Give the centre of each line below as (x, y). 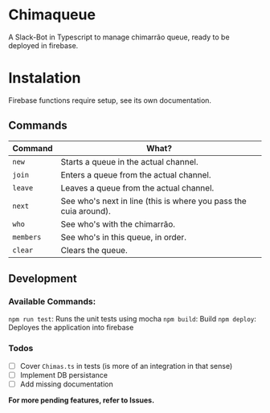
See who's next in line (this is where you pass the (153, 201)
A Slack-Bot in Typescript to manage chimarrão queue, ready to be (119, 37)
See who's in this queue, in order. (124, 237)
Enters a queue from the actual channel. (136, 174)
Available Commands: (52, 301)
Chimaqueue (52, 15)
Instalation (45, 78)
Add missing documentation (67, 384)
